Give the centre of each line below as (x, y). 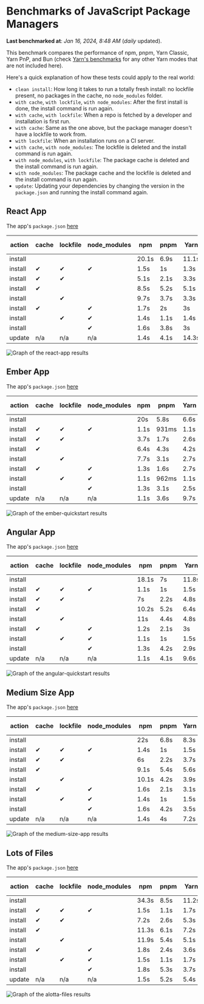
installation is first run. (43, 121)
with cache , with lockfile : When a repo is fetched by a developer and (104, 115)
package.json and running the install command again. (82, 192)
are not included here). (35, 66)
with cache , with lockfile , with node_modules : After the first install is (101, 102)
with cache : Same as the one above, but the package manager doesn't (104, 127)
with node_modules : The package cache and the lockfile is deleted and (103, 173)
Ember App (28, 372)
